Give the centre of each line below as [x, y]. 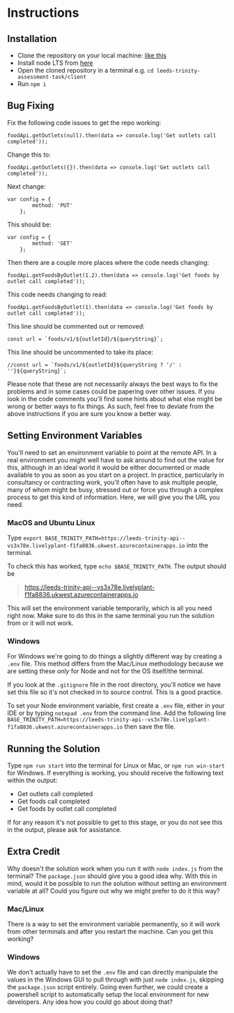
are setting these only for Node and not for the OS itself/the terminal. [106, 671]
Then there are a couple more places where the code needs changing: [108, 262]
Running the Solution [54, 748]
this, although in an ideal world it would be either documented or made [109, 467]
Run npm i [32, 84]
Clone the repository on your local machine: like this [92, 55]
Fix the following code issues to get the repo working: [84, 122]
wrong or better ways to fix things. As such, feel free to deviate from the [111, 406]
